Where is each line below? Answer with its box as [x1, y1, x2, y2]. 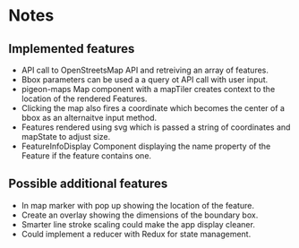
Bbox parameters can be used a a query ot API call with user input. [21, 74, 269, 85]
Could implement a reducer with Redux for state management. [21, 228, 252, 239]
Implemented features [8, 41, 135, 56]
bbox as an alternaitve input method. [21, 113, 158, 123]
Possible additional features [8, 176, 168, 192]
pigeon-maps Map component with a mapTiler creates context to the [21, 84, 276, 94]
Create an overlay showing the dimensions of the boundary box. [21, 210, 259, 220]
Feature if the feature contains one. [21, 150, 152, 161]
